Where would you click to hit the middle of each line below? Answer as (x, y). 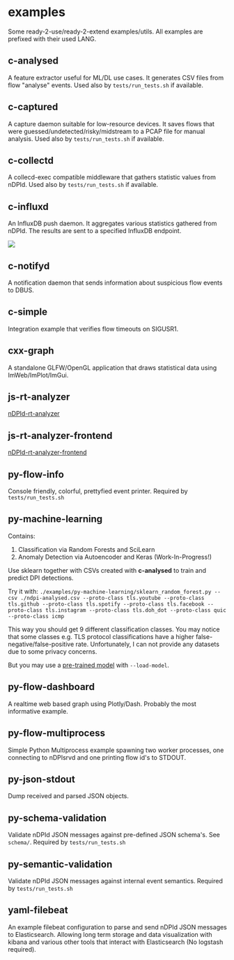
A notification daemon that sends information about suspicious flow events (115, 283)
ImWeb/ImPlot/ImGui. (38, 375)
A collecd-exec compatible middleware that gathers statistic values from (112, 177)
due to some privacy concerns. (53, 651)
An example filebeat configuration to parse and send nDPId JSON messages (117, 927)
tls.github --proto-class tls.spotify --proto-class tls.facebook (106, 604)
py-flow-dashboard (51, 687)
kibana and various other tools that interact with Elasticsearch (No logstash (116, 942)
